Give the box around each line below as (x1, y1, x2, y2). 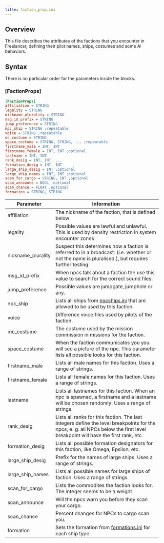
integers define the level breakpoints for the (55, 420, 156, 426)
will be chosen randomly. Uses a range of (55, 400, 150, 406)
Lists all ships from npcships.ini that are (55, 297, 146, 304)
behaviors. (5, 48, 27, 54)
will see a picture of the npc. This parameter (55, 345, 157, 352)
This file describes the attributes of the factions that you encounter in (5, 38, 145, 44)
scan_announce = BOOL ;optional (5, 181, 71, 185)
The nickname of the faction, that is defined (55, 208, 156, 215)
